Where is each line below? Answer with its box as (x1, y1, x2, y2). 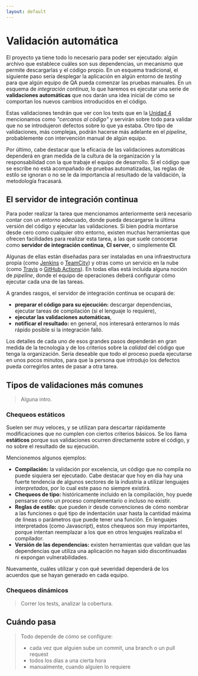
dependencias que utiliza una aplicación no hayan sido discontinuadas (14, 548, 187, 555)
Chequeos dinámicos (6, 587, 69, 595)
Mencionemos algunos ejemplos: (6, 454, 87, 462)
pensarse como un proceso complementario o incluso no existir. (14, 497, 171, 504)
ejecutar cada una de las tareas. (6, 278, 85, 285)
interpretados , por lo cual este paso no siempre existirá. (14, 485, 151, 492)
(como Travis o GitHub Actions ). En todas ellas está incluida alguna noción (6, 266, 187, 273)
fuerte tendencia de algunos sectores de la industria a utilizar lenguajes (14, 478, 189, 485)
